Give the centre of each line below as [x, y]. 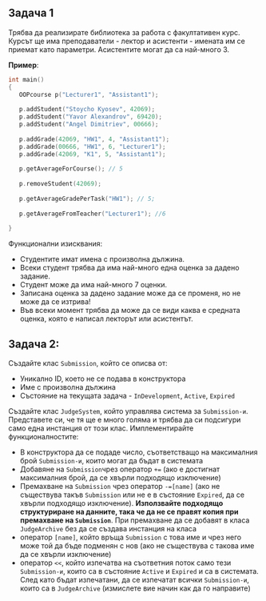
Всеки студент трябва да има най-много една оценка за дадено [129, 268]
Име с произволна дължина [67, 387]
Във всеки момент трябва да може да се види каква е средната [130, 311]
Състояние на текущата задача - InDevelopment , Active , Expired [127, 396]
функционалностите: [44, 437]
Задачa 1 [31, 13]
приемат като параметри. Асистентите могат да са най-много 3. [119, 49]
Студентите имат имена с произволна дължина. [102, 259]
